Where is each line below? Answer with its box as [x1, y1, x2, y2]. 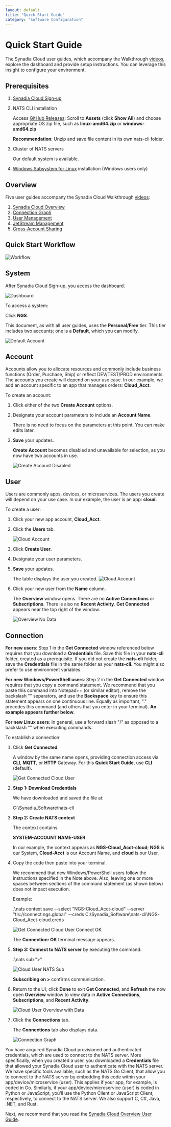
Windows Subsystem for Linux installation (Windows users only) [12, 166, 148, 172]
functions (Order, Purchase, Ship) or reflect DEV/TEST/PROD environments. [5, 372, 164, 378]
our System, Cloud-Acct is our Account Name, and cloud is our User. [12, 850, 159, 856]
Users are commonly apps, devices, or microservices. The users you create [5, 491, 165, 497]
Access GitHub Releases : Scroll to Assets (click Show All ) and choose [12, 115, 161, 121]
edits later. [12, 427, 35, 434]
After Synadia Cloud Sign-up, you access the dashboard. [5, 283, 125, 289]
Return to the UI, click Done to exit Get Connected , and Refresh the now [12, 986, 166, 992]
